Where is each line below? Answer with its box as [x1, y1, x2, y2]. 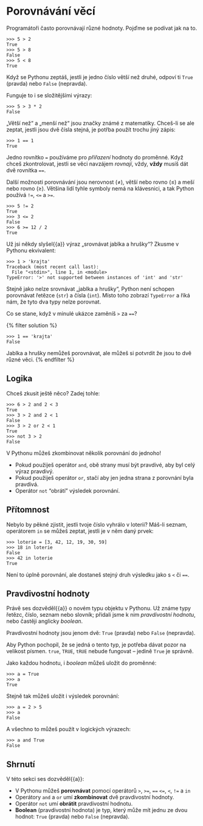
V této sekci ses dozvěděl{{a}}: [6, 776, 84, 783]
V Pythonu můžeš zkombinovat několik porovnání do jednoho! [6, 449, 161, 457]
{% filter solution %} [6, 321, 58, 329]
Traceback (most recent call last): [6, 263, 99, 270]
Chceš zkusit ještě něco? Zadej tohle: [6, 389, 100, 397]
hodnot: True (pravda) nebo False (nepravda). [15, 813, 129, 821]
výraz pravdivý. [15, 467, 54, 475]
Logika [6, 373, 33, 384]
